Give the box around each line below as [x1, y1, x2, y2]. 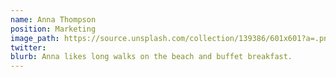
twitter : [10, 42, 47, 53]
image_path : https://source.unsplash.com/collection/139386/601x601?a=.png [10, 33, 333, 43]
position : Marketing [10, 24, 97, 34]
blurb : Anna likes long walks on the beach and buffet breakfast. [10, 52, 293, 62]
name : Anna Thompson [10, 14, 97, 25]
